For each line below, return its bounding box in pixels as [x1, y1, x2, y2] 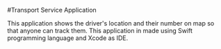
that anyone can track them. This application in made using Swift [7, 27, 193, 35]
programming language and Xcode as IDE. [7, 34, 129, 42]
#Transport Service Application [7, 6, 97, 14]
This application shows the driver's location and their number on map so [7, 19, 215, 27]
